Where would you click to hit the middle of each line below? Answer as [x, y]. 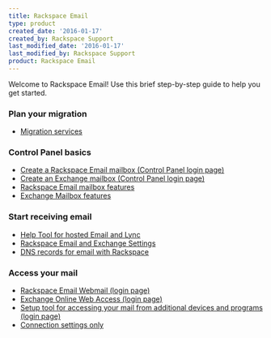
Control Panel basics [50, 152]
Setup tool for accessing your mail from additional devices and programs [141, 308]
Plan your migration [48, 113]
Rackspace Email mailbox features [77, 187]
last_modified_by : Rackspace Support [72, 53]
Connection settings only [61, 325]
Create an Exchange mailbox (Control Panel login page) [112, 178]
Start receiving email [50, 217]
